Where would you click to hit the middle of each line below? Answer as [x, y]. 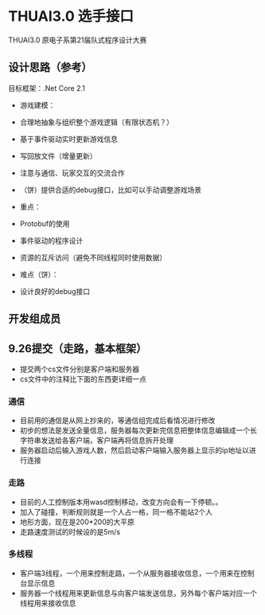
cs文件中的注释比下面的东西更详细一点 [83, 378]
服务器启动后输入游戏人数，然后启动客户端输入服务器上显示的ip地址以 [134, 450]
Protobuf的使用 [45, 223]
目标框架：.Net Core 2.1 [47, 88]
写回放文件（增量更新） [58, 155]
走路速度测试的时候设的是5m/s [70, 531]
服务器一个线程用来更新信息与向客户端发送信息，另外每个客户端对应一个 [138, 593]
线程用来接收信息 [48, 603]
